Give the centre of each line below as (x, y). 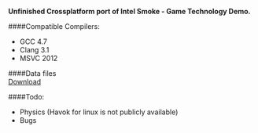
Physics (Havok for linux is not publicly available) (99, 112)
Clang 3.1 (34, 50)
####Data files (32, 73)
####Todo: (26, 97)
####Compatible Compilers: (54, 26)
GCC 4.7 (33, 41)
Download (25, 82)
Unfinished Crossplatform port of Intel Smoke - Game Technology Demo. (129, 11)
